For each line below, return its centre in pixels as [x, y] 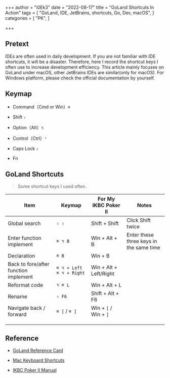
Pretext [17, 44]
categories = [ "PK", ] [27, 18]
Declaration [22, 256]
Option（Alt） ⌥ [28, 127]
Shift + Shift [105, 223]
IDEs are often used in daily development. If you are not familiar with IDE [80, 56]
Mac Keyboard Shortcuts [38, 360]
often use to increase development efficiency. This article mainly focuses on [85, 67]
